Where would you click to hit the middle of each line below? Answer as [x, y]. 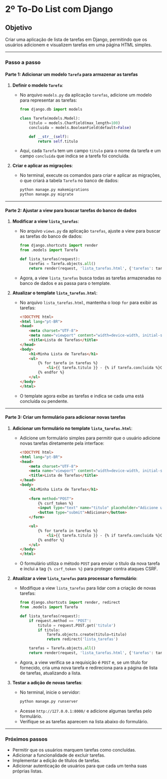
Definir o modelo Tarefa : [38, 85]
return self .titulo [58, 141]
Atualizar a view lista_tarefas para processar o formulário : [75, 578]
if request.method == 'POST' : [60, 621]
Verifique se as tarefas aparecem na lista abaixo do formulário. [84, 721]
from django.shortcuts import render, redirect [70, 603]
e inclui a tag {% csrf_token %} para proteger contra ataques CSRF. [89, 569]
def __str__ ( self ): [49, 136]
